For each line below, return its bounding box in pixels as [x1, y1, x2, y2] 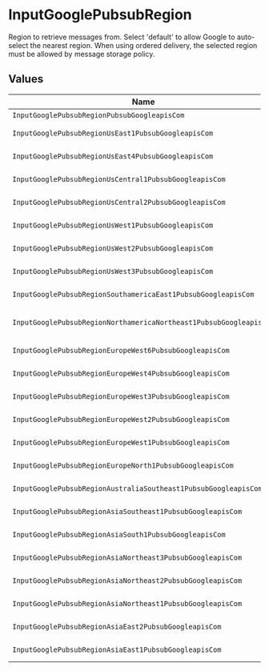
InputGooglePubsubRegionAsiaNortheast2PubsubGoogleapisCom [12, 576, 243, 585]
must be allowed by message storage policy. [8, 49, 155, 58]
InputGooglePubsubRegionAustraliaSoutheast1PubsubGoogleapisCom [12, 484, 263, 493]
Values [8, 72, 44, 86]
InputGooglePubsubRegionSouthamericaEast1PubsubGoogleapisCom [12, 290, 255, 299]
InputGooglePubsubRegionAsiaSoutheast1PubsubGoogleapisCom [12, 507, 243, 516]
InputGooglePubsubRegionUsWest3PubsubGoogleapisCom [12, 267, 214, 275]
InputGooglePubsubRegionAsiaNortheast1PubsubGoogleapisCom [12, 599, 243, 608]
